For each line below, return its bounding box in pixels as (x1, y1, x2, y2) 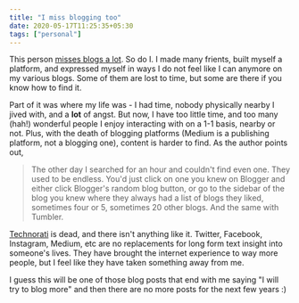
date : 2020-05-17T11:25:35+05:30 (9, 21, 134, 30)
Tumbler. (30, 211, 64, 223)
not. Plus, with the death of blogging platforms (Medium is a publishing (9, 128, 270, 139)
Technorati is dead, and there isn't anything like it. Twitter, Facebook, (9, 229, 263, 240)
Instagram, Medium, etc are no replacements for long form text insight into (9, 238, 283, 250)
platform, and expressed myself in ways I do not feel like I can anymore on (9, 63, 283, 74)
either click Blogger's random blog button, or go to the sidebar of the (30, 184, 286, 194)
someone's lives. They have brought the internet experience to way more (9, 248, 278, 258)
